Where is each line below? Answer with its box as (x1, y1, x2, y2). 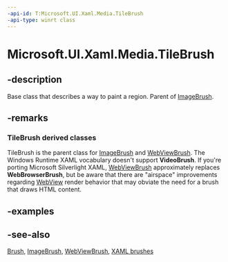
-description (7, 74, 62, 86)
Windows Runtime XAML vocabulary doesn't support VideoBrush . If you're (7, 156, 222, 165)
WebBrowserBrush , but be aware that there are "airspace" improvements (7, 171, 218, 179)
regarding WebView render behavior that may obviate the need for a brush (7, 178, 219, 187)
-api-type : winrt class (7, 17, 76, 24)
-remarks (7, 112, 48, 124)
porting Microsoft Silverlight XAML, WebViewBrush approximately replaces (7, 163, 220, 171)
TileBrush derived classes (7, 133, 97, 142)
